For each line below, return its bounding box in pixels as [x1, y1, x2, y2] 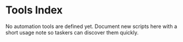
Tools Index [5, 3, 63, 17]
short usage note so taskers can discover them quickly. [5, 29, 139, 36]
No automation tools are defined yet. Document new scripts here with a [5, 23, 178, 30]
